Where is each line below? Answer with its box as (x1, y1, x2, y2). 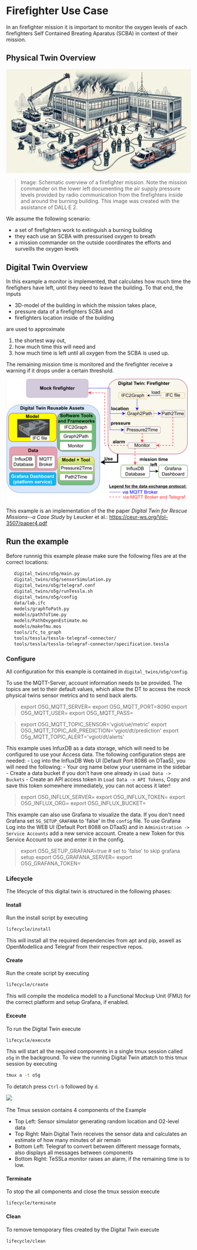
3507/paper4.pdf (6, 520, 47, 527)
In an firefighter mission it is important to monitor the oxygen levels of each (6, 23, 188, 31)
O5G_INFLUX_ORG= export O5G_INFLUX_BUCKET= (20, 800, 147, 807)
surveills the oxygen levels (14, 245, 79, 252)
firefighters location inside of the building (14, 314, 114, 321)
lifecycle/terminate (6, 1200, 57, 1206)
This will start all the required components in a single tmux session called (6, 1048, 183, 1055)
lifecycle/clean (6, 1238, 46, 1244)
